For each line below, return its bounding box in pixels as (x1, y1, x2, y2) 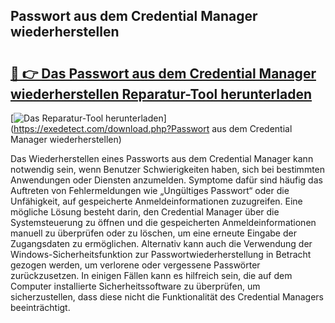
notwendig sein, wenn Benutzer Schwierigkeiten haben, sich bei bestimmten (10, 164, 326, 175)
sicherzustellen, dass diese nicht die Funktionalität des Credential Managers (10, 291, 324, 303)
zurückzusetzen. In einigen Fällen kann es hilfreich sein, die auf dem (10, 270, 293, 281)
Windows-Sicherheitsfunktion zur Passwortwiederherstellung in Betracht (10, 249, 312, 260)
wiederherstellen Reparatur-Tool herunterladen (10, 85, 313, 103)
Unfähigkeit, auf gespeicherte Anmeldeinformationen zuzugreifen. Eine (10, 195, 303, 207)
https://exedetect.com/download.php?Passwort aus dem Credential (13, 123, 293, 134)
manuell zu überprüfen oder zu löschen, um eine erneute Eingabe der (10, 227, 297, 239)
